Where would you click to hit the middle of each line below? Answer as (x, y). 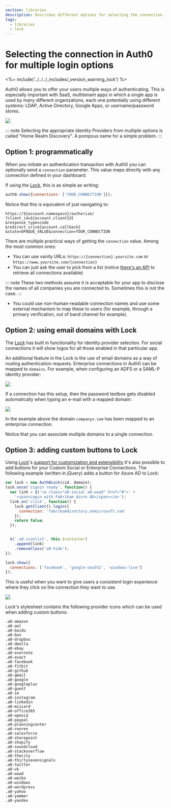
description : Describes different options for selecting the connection (84, 15)
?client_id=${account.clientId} (39, 218)
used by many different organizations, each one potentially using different (83, 100)
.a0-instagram (20, 698)
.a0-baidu (16, 631)
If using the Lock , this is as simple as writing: (52, 185)
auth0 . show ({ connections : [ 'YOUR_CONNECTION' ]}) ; (59, 194)
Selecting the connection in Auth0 (79, 54)
